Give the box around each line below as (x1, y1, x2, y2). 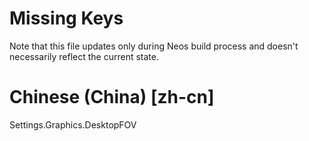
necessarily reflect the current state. (9, 50, 159, 62)
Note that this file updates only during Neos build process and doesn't (9, 40, 299, 52)
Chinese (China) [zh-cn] (9, 86, 215, 109)
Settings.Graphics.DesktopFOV (9, 118, 137, 131)
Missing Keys (9, 7, 124, 30)
